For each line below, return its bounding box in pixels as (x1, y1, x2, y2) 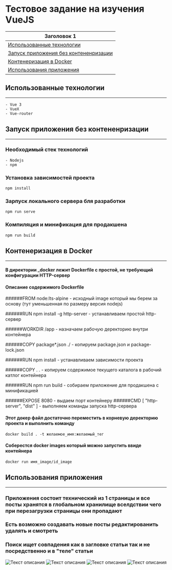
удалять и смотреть (5, 527, 58, 535)
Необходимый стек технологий (5, 146, 89, 153)
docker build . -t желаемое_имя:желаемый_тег (5, 432, 104, 437)
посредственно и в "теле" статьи (5, 547, 93, 555)
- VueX (5, 106, 19, 112)
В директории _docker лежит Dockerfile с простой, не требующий (5, 267, 154, 273)
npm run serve (5, 209, 36, 214)
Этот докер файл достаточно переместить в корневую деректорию (5, 415, 158, 421)
